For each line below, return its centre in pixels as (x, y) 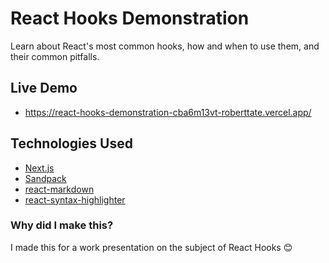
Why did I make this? (62, 225)
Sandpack (45, 178)
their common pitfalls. (55, 56)
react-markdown (59, 189)
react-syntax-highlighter (75, 199)
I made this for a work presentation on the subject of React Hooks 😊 (151, 247)
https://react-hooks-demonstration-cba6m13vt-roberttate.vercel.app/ (168, 112)
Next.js (39, 168)
